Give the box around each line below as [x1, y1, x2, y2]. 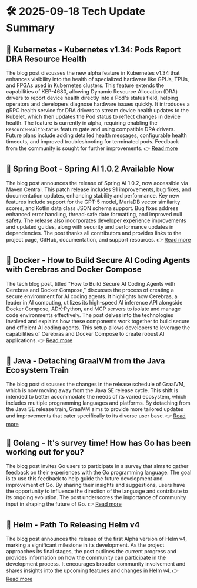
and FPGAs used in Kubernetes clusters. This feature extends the [6, 82, 165, 89]
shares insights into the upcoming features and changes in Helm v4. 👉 [6, 567, 179, 574]
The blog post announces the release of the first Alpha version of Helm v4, [6, 536, 187, 543]
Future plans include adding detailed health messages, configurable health [6, 132, 187, 139]
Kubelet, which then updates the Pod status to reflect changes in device [6, 113, 181, 120]
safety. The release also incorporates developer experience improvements [6, 217, 186, 224]
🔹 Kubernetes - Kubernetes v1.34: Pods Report [6, 45, 181, 55]
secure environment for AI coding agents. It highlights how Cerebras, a [6, 292, 178, 300]
